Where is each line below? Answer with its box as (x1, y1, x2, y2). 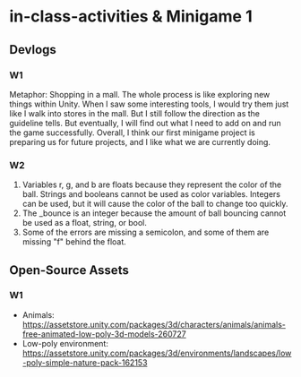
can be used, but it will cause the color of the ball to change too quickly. (21, 199, 288, 210)
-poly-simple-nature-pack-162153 (21, 356, 148, 368)
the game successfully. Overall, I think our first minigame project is (9, 127, 255, 138)
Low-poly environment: (21, 338, 109, 348)
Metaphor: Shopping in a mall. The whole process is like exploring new (9, 89, 271, 99)
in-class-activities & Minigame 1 (9, 6, 253, 27)
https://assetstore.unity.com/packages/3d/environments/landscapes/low (21, 347, 292, 358)
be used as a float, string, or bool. (21, 218, 148, 228)
